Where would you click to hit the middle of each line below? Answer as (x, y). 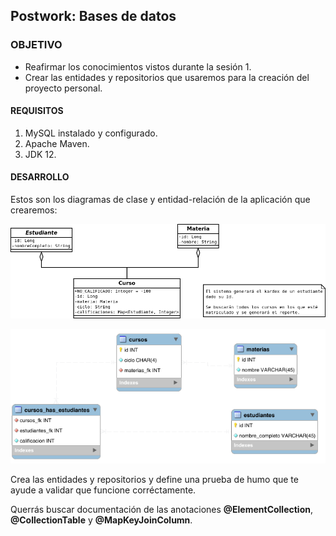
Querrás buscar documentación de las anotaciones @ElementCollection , (162, 510)
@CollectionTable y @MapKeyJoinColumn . (101, 520)
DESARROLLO (40, 177)
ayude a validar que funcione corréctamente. (103, 490)
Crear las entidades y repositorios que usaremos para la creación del (167, 77)
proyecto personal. (63, 88)
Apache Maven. (57, 143)
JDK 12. (40, 154)
